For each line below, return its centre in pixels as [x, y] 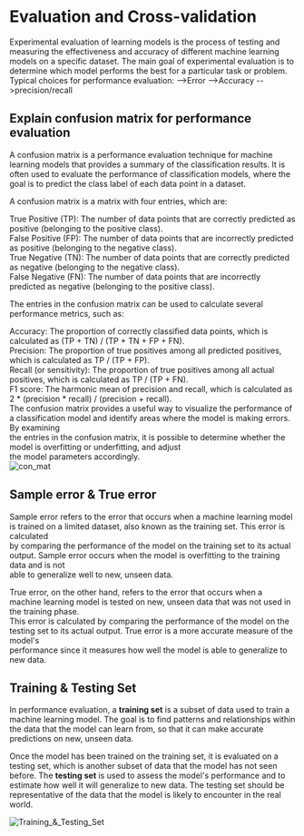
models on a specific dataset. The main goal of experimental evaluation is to [152, 61]
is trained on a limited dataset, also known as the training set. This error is [147, 526]
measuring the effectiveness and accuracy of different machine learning [144, 51]
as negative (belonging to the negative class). [94, 267]
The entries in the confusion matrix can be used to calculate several [136, 304]
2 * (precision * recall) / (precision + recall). [91, 398]
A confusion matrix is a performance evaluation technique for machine [141, 154]
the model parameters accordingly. [75, 457]
